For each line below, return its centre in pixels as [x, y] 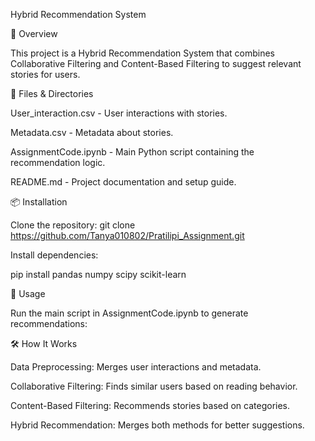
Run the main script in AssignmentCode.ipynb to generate [129, 313]
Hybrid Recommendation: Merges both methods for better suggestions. [157, 425]
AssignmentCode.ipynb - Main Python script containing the [132, 152]
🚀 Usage [28, 293]
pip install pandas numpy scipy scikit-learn [98, 274]
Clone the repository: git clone [73, 225]
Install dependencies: [54, 255]
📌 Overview [34, 33]
